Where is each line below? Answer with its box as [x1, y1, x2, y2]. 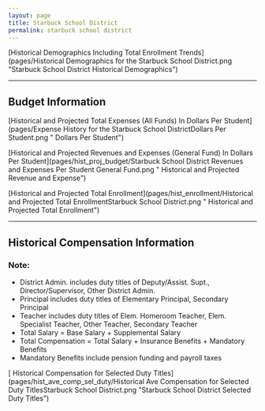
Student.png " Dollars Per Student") [8, 133, 125, 142]
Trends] [178, 48, 204, 58]
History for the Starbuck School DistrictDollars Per [62, 124, 226, 134]
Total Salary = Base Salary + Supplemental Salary [19, 327, 181, 337]
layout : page [8, 11, 51, 20]
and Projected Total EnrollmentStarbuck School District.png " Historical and [8, 197, 254, 206]
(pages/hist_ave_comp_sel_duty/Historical [8, 376, 144, 386]
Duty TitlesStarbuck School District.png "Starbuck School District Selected [8, 385, 252, 394]
